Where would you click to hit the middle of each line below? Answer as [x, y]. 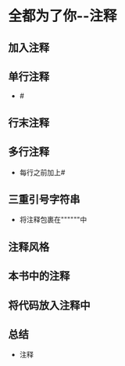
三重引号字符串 [44, 199]
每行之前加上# [42, 172]
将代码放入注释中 [49, 305]
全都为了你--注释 [62, 16]
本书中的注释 [39, 276]
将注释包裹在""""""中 [53, 220]
